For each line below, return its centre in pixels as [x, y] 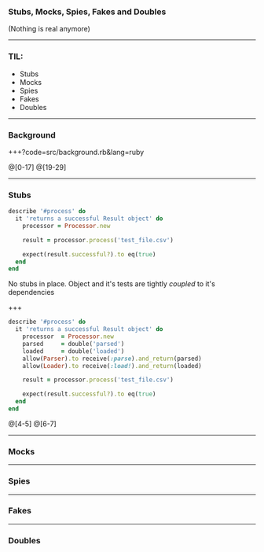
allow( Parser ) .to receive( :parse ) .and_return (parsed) [112, 359]
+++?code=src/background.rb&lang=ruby [76, 152]
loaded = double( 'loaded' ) [73, 351]
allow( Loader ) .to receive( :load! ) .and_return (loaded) [112, 366]
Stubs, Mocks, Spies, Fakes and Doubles [87, 12]
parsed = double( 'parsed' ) [73, 344]
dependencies [31, 293]
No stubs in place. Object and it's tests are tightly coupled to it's [112, 284]
